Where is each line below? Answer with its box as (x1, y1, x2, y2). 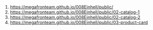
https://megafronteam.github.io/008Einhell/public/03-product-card (9, 19, 148, 25)
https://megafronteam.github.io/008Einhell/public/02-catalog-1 (9, 9, 140, 15)
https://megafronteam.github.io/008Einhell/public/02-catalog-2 (9, 15, 141, 20)
